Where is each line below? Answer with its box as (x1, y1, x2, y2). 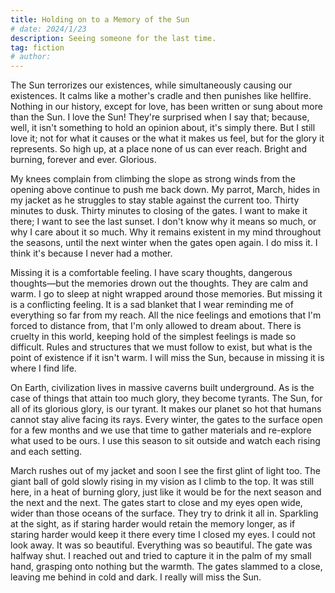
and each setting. (10, 446, 83, 458)
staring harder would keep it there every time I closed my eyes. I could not (10, 529, 316, 541)
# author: (10, 52, 52, 62)
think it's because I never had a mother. (10, 247, 173, 260)
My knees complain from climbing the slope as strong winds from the (10, 173, 296, 185)
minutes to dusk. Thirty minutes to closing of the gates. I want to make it (10, 205, 308, 217)
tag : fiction (10, 42, 65, 53)
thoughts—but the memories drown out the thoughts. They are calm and (10, 277, 308, 290)
